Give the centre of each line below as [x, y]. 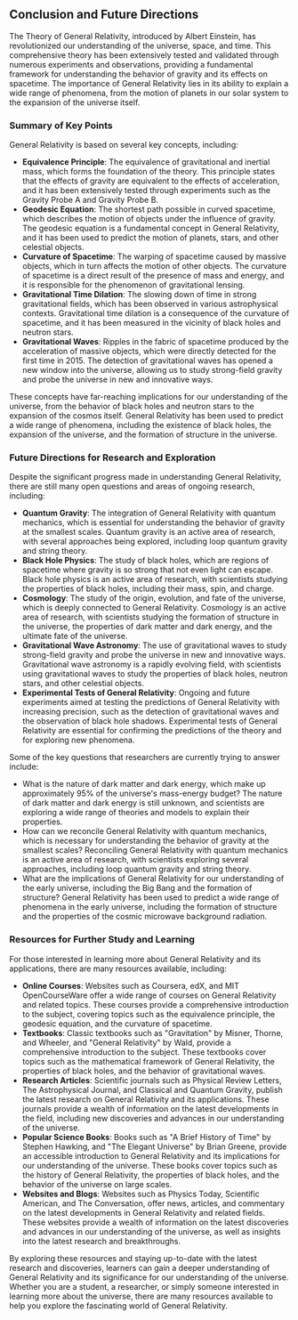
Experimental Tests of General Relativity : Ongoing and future [136, 692]
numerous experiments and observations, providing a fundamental [131, 64]
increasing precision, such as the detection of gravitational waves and [150, 712]
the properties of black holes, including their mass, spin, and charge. [148, 589]
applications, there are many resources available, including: [118, 968]
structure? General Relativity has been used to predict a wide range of [150, 897]
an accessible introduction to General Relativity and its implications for [151, 1155]
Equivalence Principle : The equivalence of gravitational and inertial [146, 162]
